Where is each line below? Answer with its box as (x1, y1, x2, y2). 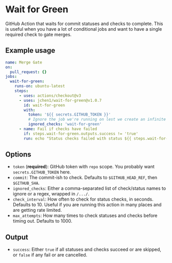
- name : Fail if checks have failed (18, 126, 97, 131)
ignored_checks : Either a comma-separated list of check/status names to (12, 185, 166, 191)
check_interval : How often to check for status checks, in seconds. (12, 196, 154, 203)
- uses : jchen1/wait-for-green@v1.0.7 (18, 98, 102, 103)
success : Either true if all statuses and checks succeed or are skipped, (12, 247, 161, 253)
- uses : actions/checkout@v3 (18, 93, 81, 98)
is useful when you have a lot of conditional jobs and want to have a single (5, 26, 162, 32)
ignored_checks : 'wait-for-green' (28, 122, 102, 127)
